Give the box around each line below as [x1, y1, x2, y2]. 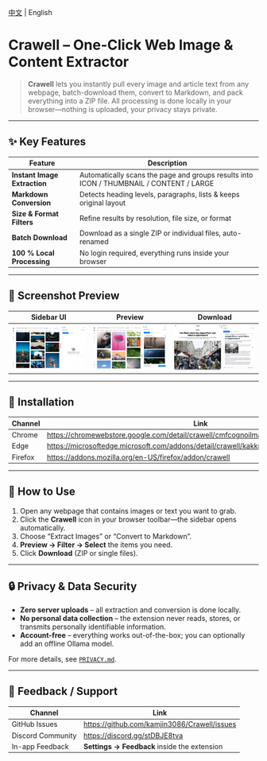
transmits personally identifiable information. [19, 622, 167, 631]
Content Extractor [8, 53, 130, 71]
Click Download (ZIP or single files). [19, 548, 138, 557]
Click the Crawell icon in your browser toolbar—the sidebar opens [19, 514, 237, 524]
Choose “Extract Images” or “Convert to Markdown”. [19, 531, 192, 541]
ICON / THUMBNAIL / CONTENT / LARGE [79, 178, 215, 188]
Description [147, 158, 188, 168]
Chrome [11, 430, 38, 440]
